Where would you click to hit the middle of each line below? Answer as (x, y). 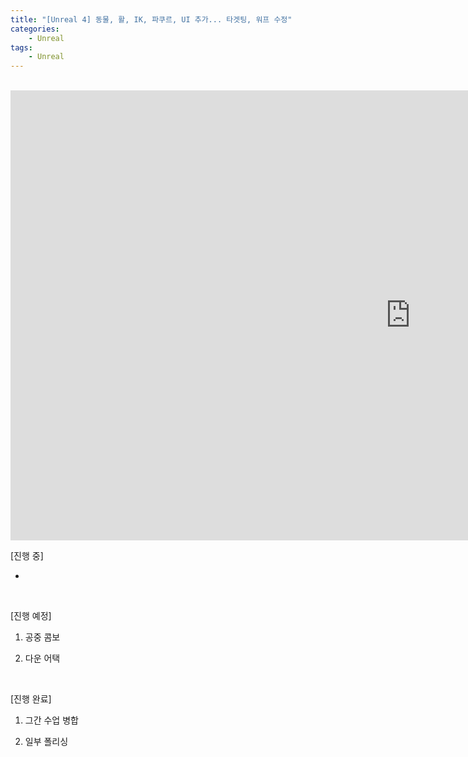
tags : (21, 47)
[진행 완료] (31, 699)
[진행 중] (27, 556)
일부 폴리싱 (46, 742)
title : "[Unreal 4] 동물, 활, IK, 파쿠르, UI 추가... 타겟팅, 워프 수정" (151, 19)
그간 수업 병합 (51, 720)
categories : (35, 29)
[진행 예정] (31, 616)
